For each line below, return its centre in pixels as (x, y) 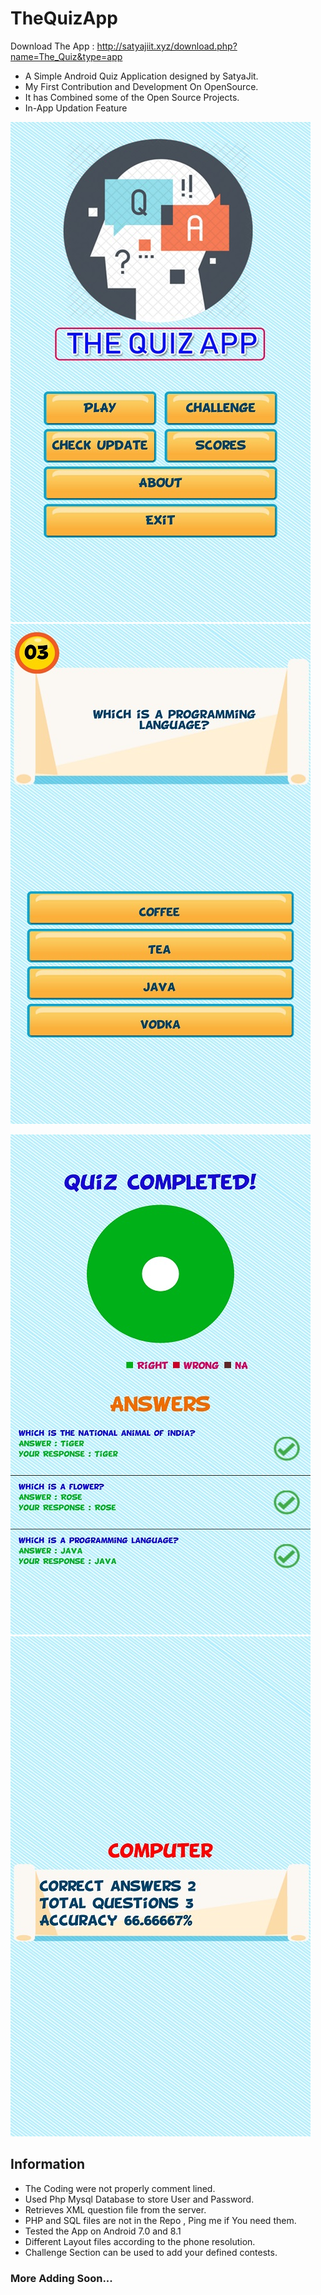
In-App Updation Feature (76, 108)
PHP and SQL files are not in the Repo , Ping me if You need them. (160, 2220)
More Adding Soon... (61, 2278)
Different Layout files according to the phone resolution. (140, 2241)
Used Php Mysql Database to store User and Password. (139, 2199)
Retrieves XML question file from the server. (115, 2209)
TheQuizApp (64, 18)
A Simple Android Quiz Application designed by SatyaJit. (141, 76)
